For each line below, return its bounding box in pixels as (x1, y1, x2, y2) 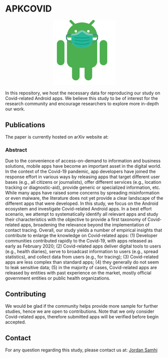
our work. (5, 106, 25, 112)
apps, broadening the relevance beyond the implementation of (21, 222, 149, 228)
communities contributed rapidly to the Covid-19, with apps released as (5, 238, 153, 244)
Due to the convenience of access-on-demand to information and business (5, 158, 161, 164)
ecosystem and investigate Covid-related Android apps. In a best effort (5, 206, 152, 212)
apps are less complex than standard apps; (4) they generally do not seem (5, 259, 159, 265)
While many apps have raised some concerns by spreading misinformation (5, 190, 159, 196)
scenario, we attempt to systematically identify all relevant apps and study (5, 211, 158, 217)
